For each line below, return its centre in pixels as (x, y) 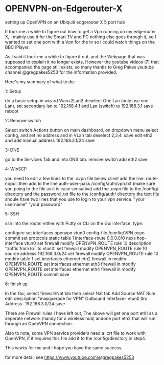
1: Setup (13, 91)
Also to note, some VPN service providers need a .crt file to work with (75, 333)
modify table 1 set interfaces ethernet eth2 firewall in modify (66, 259)
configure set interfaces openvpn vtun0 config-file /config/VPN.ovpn (75, 232)
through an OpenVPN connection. (39, 323)
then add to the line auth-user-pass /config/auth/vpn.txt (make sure (87, 183)
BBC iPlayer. (18, 47)
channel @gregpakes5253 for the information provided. (61, 72)
